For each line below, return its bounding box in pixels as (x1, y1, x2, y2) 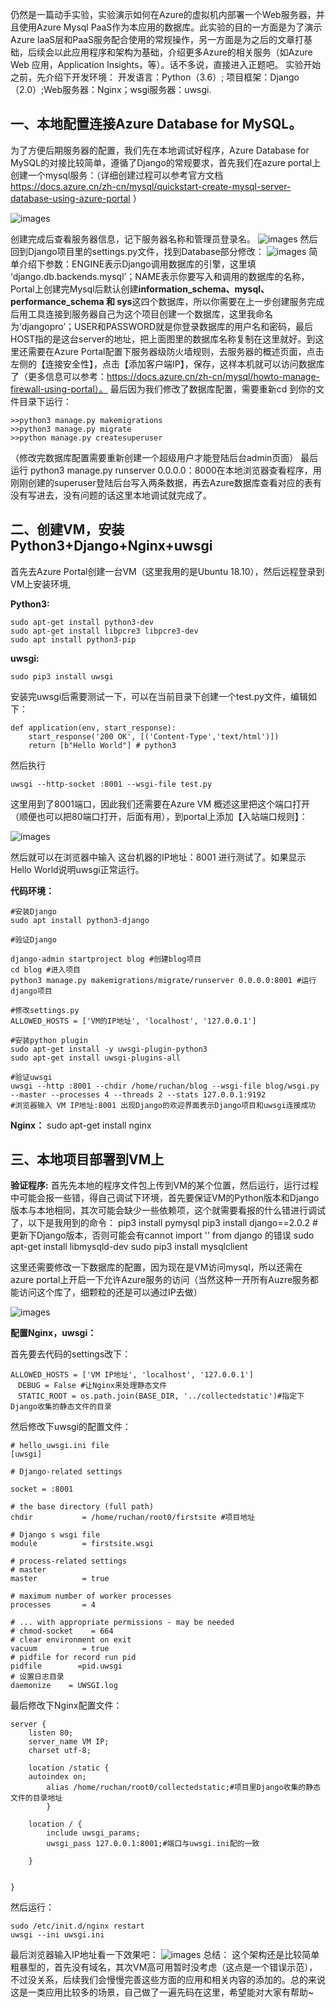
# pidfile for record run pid (10, 1653, 137, 1663)
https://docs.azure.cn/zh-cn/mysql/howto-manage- (106, 370, 321, 382)
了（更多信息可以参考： (10, 370, 107, 382)
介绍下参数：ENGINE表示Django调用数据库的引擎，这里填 (18, 258, 257, 270)
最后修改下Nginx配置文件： (10, 1699, 123, 1712)
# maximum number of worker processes (10, 1591, 172, 1602)
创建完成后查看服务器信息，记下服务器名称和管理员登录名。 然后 (10, 233, 318, 245)
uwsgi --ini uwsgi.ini (10, 1930, 105, 1940)
